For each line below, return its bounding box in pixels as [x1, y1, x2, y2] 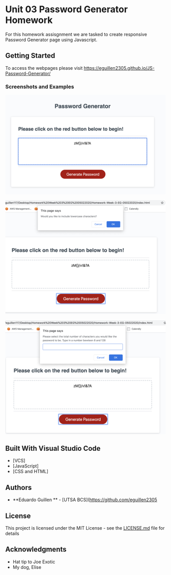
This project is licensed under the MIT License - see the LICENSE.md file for [5, 525, 165, 531]
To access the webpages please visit [5, 65, 83, 71]
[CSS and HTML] [12, 469, 48, 475]
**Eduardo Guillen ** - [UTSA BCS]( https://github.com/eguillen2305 [12, 497, 158, 503]
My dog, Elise [12, 564, 42, 570]
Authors [5, 483, 32, 492]
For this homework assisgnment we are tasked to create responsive [5, 31, 148, 37]
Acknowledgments [5, 545, 67, 554]
